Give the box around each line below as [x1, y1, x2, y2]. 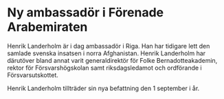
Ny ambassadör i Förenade [7, 5, 164, 20]
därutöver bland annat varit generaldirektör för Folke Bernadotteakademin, [7, 56, 218, 64]
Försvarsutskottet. [7, 70, 58, 79]
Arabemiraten [7, 19, 88, 35]
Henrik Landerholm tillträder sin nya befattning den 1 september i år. [7, 84, 200, 92]
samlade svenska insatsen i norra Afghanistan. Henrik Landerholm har [7, 49, 206, 57]
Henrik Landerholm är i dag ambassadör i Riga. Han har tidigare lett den [7, 42, 210, 50]
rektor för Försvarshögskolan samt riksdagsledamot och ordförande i [7, 63, 202, 72]
